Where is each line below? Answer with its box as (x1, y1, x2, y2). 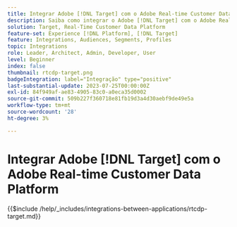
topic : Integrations (7, 43, 68, 50)
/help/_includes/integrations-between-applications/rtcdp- (39, 205, 208, 213)
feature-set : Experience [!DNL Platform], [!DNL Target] (7, 30, 178, 37)
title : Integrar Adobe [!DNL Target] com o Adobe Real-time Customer (7, 10, 217, 18)
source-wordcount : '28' (7, 108, 78, 115)
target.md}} (7, 212, 41, 220)
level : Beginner (7, 56, 55, 63)
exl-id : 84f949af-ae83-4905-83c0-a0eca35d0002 (7, 89, 147, 96)
